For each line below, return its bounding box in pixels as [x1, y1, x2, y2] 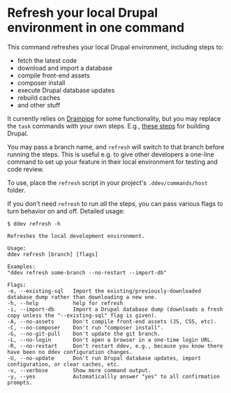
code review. [7, 165, 44, 173]
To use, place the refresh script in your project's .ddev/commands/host [7, 178, 208, 186]
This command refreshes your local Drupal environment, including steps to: [7, 43, 224, 51]
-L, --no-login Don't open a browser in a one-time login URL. [7, 336, 214, 343]
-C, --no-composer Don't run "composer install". [7, 324, 164, 331]
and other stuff [17, 101, 61, 109]
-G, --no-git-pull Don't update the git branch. [7, 330, 161, 337]
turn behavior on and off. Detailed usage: [7, 207, 126, 215]
